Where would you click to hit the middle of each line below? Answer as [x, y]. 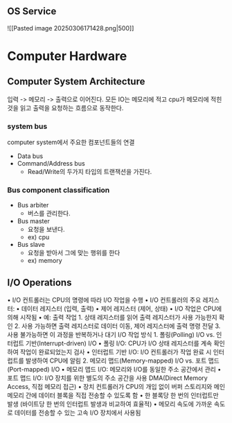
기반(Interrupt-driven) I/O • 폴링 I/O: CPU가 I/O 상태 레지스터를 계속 [119, 343]
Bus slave [31, 245]
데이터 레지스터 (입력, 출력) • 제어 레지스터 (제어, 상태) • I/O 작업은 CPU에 [122, 309]
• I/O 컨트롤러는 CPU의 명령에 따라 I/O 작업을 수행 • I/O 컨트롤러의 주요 [104, 300]
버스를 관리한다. [49, 214]
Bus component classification [59, 190]
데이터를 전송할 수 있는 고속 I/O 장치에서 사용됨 [78, 413]
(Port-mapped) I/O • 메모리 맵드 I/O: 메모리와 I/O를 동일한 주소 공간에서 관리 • [114, 370]
